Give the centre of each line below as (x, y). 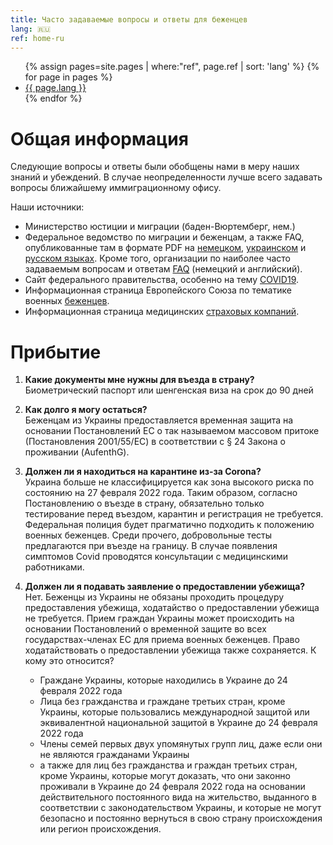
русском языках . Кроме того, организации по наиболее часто (157, 258)
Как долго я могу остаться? (86, 410)
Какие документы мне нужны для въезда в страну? (139, 380)
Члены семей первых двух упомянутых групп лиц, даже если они (181, 744)
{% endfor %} (53, 98)
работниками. (54, 567)
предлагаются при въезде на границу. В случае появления (151, 546)
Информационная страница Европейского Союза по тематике (158, 290)
